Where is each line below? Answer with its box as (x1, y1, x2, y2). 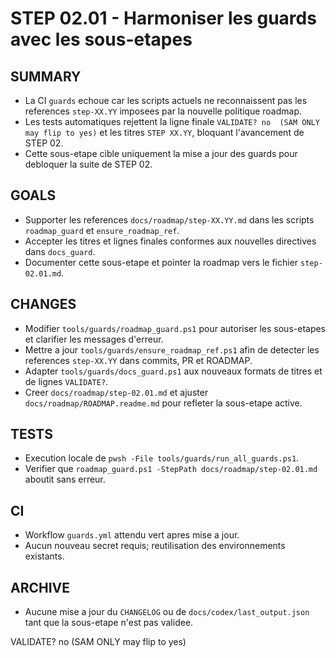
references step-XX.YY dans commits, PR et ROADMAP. (24, 354, 253, 366)
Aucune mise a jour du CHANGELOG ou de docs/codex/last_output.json (24, 606, 310, 618)
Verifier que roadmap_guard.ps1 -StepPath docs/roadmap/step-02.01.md (24, 463, 318, 475)
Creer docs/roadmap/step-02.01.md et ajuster (24, 386, 209, 398)
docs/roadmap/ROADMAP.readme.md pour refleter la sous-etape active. (24, 397, 303, 409)
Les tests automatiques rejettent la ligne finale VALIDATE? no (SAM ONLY (24, 116, 320, 127)
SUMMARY (10, 68, 82, 85)
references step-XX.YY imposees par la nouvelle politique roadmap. (24, 105, 303, 117)
